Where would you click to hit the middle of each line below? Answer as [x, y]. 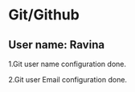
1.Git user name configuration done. [67, 64]
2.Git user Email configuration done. [67, 79]
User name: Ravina [57, 45]
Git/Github [44, 15]
